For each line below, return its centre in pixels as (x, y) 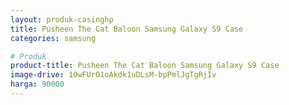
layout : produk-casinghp (62, 19)
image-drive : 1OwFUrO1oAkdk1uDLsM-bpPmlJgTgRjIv (113, 75)
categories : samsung (53, 38)
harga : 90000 (37, 84)
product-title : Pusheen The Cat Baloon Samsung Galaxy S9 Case (145, 66)
